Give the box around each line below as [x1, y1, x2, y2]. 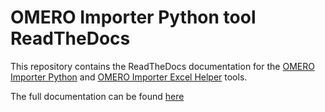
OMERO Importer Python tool [10, 6, 257, 29]
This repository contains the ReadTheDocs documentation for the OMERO [10, 60, 315, 72]
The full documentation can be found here [10, 90, 185, 102]
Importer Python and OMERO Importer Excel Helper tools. [10, 71, 248, 83]
